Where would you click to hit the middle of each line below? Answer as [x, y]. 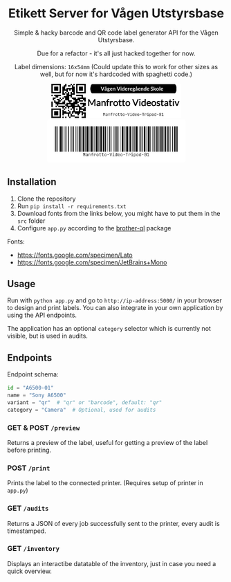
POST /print [29, 468]
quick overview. [29, 571]
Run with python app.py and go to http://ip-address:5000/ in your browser [115, 300]
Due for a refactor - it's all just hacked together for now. [116, 53]
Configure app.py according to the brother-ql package [94, 228]
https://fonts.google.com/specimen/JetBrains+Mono [92, 262]
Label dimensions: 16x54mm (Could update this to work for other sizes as [116, 66]
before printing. [29, 450]
